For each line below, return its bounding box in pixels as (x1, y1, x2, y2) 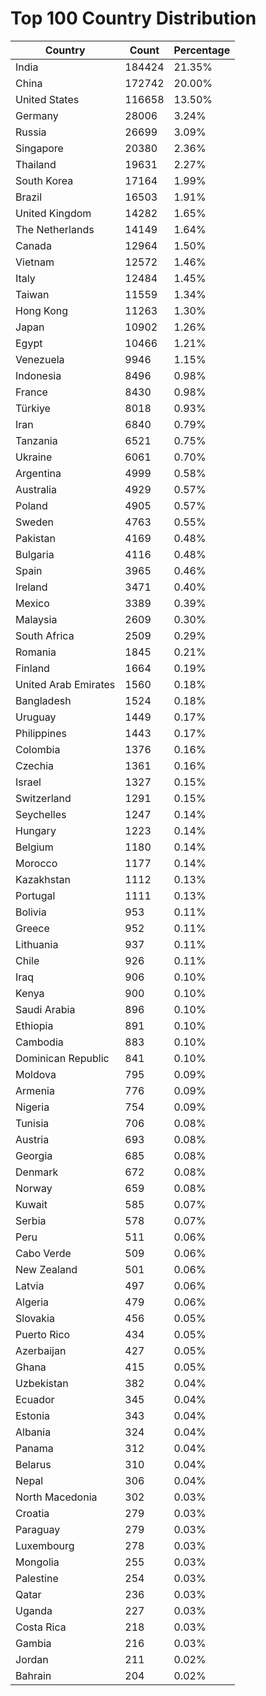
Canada (15, 238, 52, 252)
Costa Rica (15, 1620, 67, 1634)
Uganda (15, 1603, 53, 1617)
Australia (15, 482, 57, 496)
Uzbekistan (15, 1376, 69, 1390)
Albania (15, 1425, 52, 1439)
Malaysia (15, 612, 58, 626)
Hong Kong (15, 303, 69, 317)
